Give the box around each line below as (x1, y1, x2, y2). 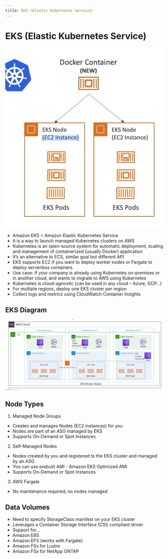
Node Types (5, 399, 44, 408)
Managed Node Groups (12, 413, 61, 419)
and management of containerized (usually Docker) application (12, 248, 143, 254)
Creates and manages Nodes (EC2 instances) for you (12, 423, 123, 429)
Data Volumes (5, 503, 50, 511)
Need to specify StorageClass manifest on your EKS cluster (12, 516, 135, 522)
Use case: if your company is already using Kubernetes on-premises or (12, 270, 160, 276)
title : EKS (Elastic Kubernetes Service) (5, 8, 93, 13)
